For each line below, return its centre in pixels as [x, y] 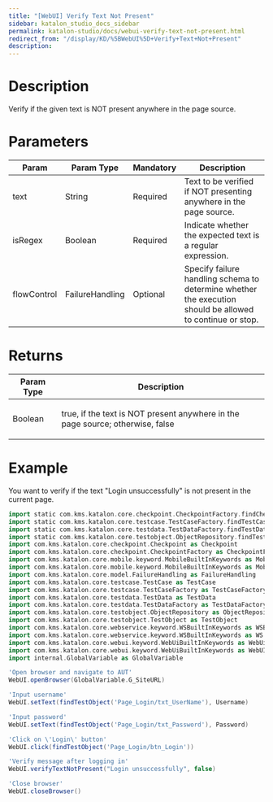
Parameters [49, 142]
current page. [31, 499]
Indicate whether [217, 225]
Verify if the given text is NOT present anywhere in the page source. [122, 109]
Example [38, 468]
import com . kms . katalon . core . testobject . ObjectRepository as [114, 612]
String [76, 196]
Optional [149, 294]
